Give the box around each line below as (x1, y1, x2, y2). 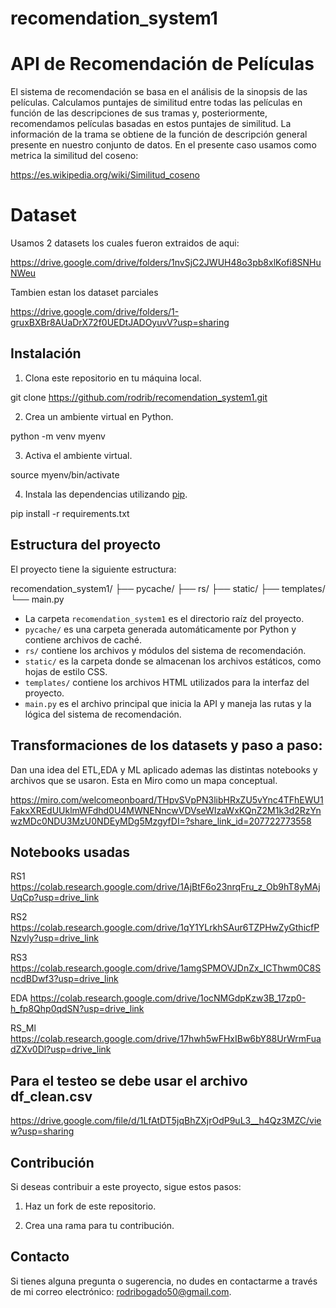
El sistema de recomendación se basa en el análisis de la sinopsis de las (10, 86, 308, 98)
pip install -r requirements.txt (10, 507, 130, 519)
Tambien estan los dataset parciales (10, 287, 159, 299)
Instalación (10, 345, 82, 362)
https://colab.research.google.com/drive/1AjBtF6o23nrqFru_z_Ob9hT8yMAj (10, 881, 321, 893)
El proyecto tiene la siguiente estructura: (10, 563, 177, 575)
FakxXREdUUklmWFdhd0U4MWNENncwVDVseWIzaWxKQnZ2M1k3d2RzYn (10, 804, 322, 816)
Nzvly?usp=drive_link (10, 932, 99, 944)
